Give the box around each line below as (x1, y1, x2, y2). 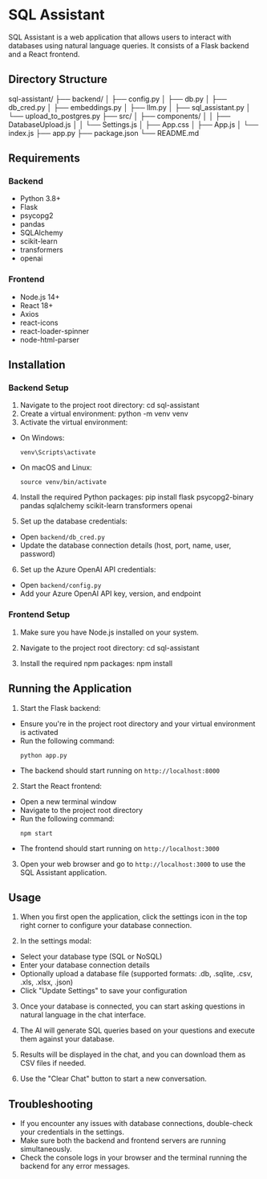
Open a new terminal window (19, 796, 117, 806)
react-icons (19, 318, 59, 327)
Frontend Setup (8, 609, 71, 620)
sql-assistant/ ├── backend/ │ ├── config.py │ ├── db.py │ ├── (8, 94, 227, 104)
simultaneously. (19, 1144, 72, 1154)
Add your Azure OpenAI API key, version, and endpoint (19, 589, 201, 598)
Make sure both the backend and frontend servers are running (19, 1136, 226, 1145)
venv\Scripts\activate (19, 449, 96, 457)
